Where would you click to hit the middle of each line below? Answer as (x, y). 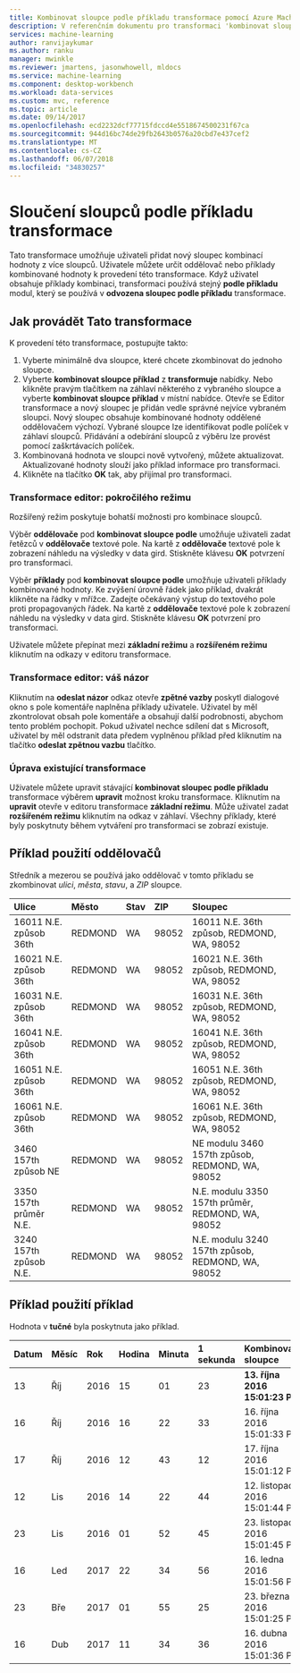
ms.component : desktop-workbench (71, 84)
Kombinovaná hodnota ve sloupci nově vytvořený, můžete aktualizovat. (153, 455)
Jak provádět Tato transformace (101, 322)
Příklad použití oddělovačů (85, 854)
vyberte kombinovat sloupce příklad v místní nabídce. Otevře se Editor (153, 398)
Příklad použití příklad (71, 1305)
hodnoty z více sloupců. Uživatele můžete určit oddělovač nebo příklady (142, 265)
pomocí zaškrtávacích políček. (79, 446)
